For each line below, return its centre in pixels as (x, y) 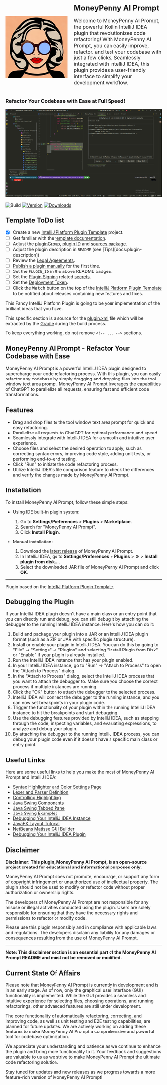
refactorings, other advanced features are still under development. (74, 1006)
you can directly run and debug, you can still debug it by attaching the (77, 619)
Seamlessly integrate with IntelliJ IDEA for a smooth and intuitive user (84, 438)
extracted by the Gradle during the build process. (56, 324)
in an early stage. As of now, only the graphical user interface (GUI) (74, 990)
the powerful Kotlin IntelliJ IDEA (111, 27)
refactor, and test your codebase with (118, 52)
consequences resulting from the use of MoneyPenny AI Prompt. (72, 938)
